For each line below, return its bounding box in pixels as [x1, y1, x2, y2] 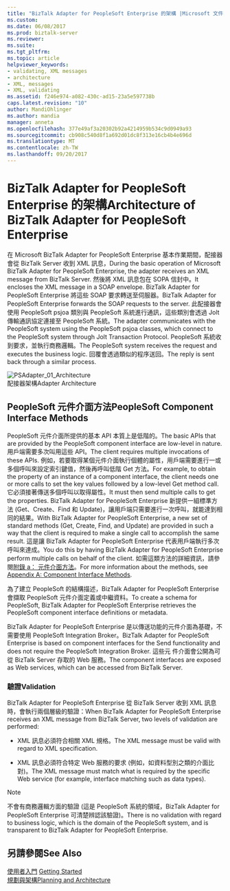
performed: [7, 722, 39, 730]
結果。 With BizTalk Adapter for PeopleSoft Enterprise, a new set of [19, 513, 208, 522]
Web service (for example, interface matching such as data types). [16, 775, 206, 783]
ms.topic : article [7, 55, 60, 62]
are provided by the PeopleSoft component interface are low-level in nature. [7, 439, 222, 447]
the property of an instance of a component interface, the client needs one [7, 472, 219, 480]
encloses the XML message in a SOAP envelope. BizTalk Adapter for [7, 283, 200, 291]
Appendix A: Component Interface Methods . [7, 570, 133, 579]
